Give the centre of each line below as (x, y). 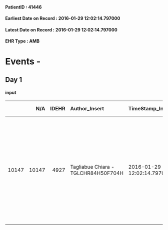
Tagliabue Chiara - (92, 167)
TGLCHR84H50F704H (97, 173)
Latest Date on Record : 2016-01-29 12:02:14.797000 (61, 29)
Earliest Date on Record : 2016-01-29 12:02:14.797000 (63, 18)
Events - (23, 61)
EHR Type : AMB (22, 41)
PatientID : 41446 (23, 7)
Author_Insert (87, 109)
